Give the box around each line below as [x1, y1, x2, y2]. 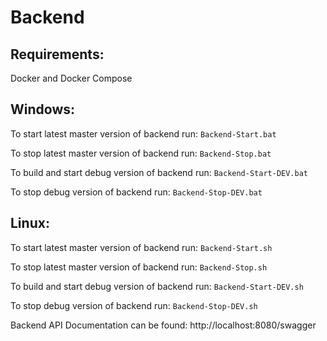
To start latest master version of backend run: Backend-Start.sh [10, 241, 273, 253]
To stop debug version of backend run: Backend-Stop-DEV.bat [10, 186, 263, 198]
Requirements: [10, 46, 105, 63]
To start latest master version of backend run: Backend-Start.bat [10, 127, 277, 140]
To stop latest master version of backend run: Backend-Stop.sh [10, 261, 268, 273]
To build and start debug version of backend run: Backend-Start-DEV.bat [10, 166, 309, 178]
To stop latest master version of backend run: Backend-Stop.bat [10, 147, 272, 159]
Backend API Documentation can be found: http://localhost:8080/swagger [10, 319, 317, 331]
